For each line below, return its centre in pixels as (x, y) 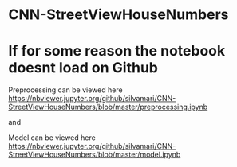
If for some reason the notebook (117, 51)
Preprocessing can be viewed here (65, 90)
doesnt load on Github (83, 68)
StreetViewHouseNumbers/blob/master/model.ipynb (95, 155)
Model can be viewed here (52, 138)
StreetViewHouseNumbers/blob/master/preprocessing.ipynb (108, 107)
